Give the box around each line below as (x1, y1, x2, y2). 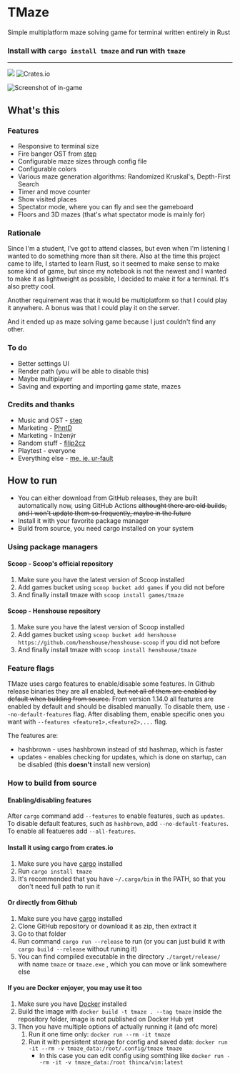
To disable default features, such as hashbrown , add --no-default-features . (7, 819, 229, 828)
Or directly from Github (7, 898, 78, 907)
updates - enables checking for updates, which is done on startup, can (17, 753, 227, 762)
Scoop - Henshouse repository (7, 607, 101, 615)
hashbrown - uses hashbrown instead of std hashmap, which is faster (17, 745, 224, 754)
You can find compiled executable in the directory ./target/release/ (17, 952, 221, 961)
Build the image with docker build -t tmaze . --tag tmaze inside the (17, 1007, 222, 1015)
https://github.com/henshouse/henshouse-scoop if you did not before (17, 637, 221, 647)
